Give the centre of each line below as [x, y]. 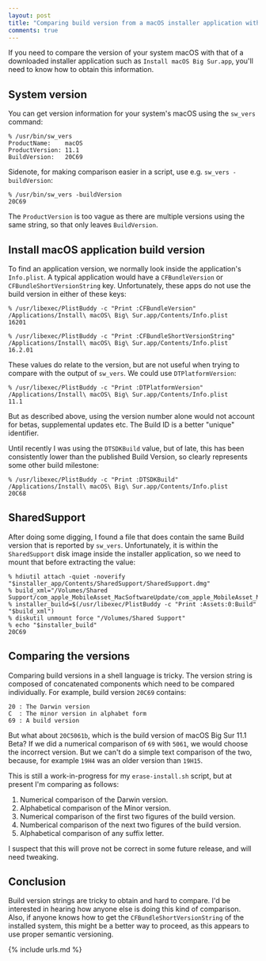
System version [47, 95]
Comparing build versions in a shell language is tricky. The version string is [131, 675]
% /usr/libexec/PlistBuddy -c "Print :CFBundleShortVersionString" [122, 336]
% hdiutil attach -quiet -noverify [67, 576]
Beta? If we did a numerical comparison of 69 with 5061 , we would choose [128, 743]
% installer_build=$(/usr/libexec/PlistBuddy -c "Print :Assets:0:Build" [133, 604]
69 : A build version [44, 720]
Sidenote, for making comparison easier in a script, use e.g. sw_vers [119, 172]
